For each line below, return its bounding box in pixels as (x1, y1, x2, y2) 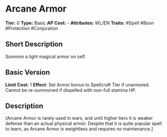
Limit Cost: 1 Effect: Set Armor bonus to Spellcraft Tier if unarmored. (5, 82, 150, 88)
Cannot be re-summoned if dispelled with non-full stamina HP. (5, 87, 136, 93)
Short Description (5, 40, 63, 49)
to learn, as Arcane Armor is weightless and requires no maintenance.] (5, 126, 153, 132)
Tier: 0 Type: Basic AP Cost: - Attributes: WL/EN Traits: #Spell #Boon (5, 20, 154, 26)
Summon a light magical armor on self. (5, 53, 86, 59)
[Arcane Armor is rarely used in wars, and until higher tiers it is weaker (5, 115, 153, 121)
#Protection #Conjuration (5, 25, 59, 31)
